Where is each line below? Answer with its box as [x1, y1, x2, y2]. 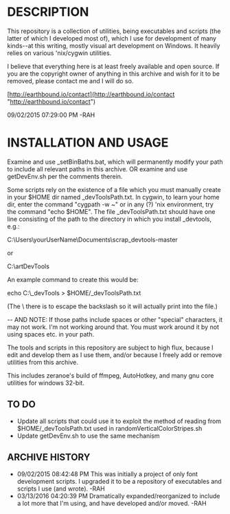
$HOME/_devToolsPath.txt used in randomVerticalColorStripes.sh [16, 424, 203, 432]
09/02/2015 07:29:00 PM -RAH [7, 111, 95, 119]
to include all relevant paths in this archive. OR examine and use [7, 164, 188, 173]
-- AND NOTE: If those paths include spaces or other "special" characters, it [7, 315, 223, 323]
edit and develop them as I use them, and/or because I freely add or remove [7, 350, 222, 358]
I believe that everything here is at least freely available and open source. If [7, 62, 220, 70]
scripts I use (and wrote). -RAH [16, 484, 105, 493]
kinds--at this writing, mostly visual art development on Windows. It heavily [7, 41, 220, 50]
